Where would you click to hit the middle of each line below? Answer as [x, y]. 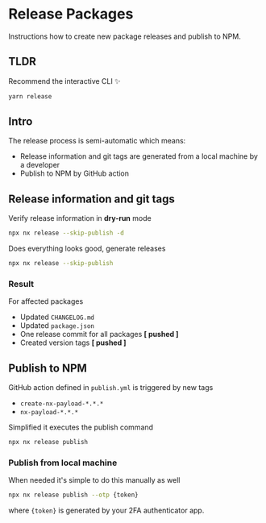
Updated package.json [57, 326]
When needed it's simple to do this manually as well [94, 480]
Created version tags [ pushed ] [73, 342]
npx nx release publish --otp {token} [73, 495]
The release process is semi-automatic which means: [97, 141]
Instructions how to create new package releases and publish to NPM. [125, 36]
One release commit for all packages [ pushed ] [99, 334]
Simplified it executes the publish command [81, 427]
